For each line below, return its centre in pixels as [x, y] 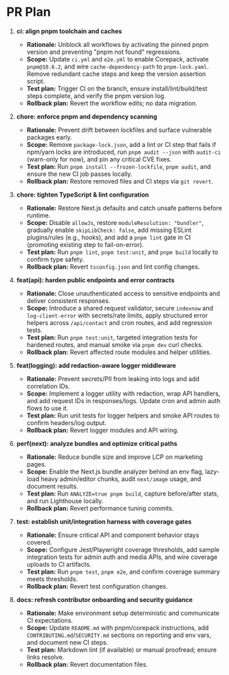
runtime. [39, 215]
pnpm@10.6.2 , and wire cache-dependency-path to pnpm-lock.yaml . [118, 66]
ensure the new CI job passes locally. [79, 174]
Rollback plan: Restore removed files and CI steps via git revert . [120, 181]
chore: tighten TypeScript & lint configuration [83, 195]
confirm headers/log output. [67, 422]
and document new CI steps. [67, 642]
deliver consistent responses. [68, 300]
